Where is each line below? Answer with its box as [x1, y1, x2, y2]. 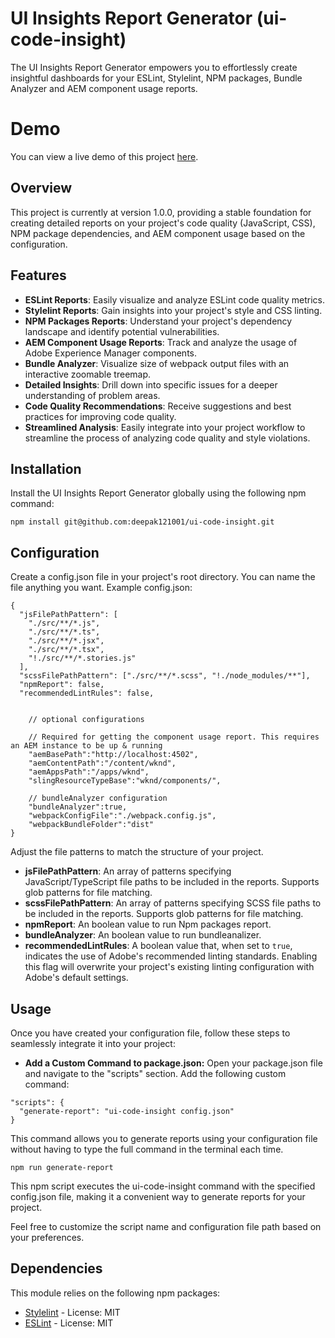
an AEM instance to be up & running [10, 741, 163, 751]
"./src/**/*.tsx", [28, 645, 105, 655]
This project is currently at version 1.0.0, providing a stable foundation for [10, 206, 312, 218]
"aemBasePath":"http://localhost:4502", [28, 750, 199, 760]
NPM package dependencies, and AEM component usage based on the [10, 227, 306, 239]
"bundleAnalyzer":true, [28, 802, 128, 812]
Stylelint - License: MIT [24, 1306, 121, 1318]
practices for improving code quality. [24, 410, 177, 422]
